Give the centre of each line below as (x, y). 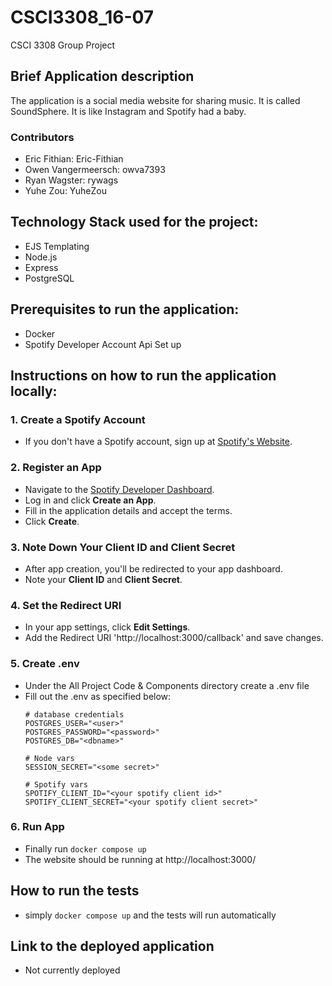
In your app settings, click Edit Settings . (107, 627)
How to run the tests (75, 891)
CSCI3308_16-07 (82, 17)
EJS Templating (57, 246)
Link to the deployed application (112, 946)
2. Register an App (56, 468)
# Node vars (49, 758)
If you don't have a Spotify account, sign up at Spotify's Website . (158, 442)
